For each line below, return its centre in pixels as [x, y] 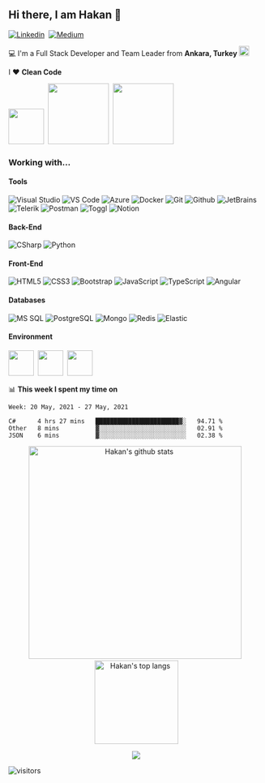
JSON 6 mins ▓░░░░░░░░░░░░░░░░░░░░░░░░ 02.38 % [115, 435]
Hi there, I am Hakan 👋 [65, 15]
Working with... [40, 162]
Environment [30, 336]
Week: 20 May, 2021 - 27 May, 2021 [68, 407]
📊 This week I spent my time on [63, 389]
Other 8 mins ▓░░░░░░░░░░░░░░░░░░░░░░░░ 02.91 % [115, 428]
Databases [27, 300]
